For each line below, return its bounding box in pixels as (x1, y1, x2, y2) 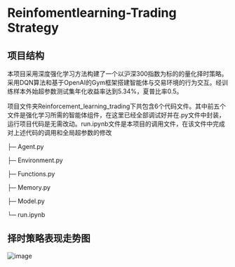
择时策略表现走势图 (7, 233, 90, 245)
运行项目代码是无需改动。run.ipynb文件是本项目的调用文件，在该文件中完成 (7, 119, 226, 128)
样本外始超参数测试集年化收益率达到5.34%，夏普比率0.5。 (13, 87, 183, 96)
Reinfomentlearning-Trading (7, 5, 177, 21)
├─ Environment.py (7, 156, 63, 164)
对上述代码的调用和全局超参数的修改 (7, 129, 112, 136)
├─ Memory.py (7, 183, 51, 191)
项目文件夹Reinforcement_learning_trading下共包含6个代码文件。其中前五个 (7, 102, 227, 110)
